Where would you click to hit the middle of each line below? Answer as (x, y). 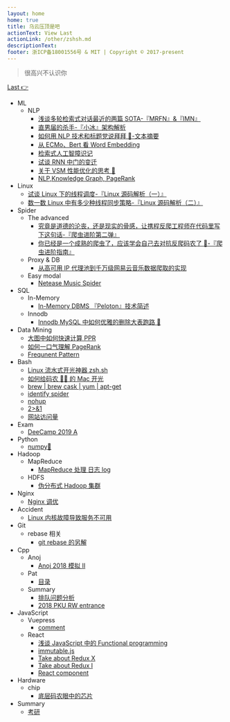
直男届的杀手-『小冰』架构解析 (82, 127)
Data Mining (34, 330)
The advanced (48, 217)
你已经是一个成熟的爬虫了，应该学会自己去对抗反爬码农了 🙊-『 (127, 243)
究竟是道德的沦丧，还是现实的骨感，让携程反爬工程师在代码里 (126, 226)
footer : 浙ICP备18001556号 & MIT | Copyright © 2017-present (96, 53)
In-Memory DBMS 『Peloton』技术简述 (94, 306)
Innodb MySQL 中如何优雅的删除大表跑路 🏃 (99, 322)
